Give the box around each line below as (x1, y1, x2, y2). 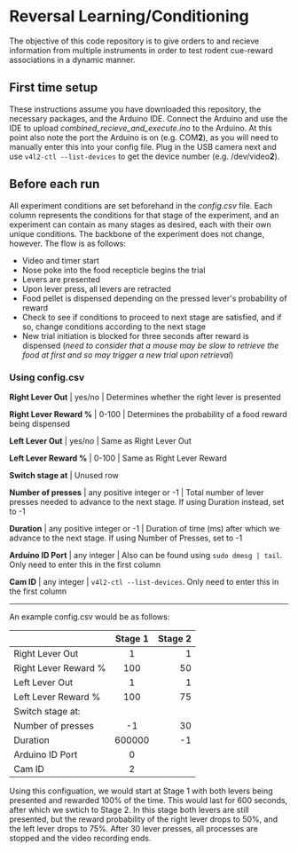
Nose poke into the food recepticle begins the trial (21, 264, 206, 275)
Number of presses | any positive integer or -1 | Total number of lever (9, 486, 264, 498)
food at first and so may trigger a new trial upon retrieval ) (21, 349, 234, 360)
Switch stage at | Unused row (9, 469, 120, 480)
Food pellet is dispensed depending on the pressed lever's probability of (21, 293, 287, 304)
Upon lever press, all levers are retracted (21, 283, 171, 294)
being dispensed (9, 418, 71, 429)
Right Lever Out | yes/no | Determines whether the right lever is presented (9, 391, 281, 402)
